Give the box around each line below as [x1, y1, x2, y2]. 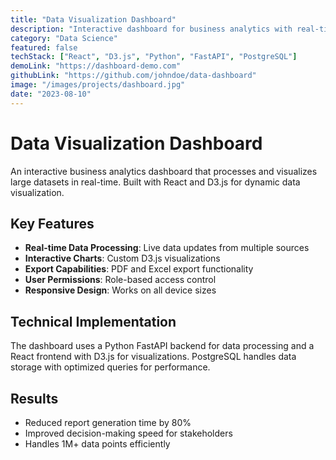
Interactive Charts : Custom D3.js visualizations [24, 252, 221, 265]
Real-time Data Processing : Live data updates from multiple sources [24, 242, 310, 254]
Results [10, 390, 59, 407]
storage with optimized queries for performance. [10, 361, 211, 373]
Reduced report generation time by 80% [24, 417, 192, 428]
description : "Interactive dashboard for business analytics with [10, 24, 293, 34]
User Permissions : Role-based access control [24, 274, 217, 286]
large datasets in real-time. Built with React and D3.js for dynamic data [10, 176, 301, 188]
